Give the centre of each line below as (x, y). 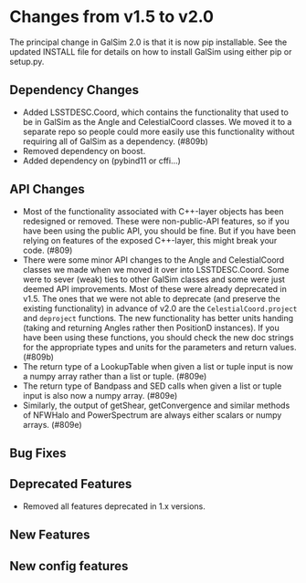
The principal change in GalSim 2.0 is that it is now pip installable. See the (148, 42)
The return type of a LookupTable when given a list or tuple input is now (158, 366)
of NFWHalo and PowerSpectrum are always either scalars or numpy (152, 415)
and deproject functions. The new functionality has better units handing (158, 318)
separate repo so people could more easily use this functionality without (158, 131)
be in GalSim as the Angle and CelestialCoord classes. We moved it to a (157, 121)
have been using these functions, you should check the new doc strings (158, 337)
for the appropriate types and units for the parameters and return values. (159, 347)
